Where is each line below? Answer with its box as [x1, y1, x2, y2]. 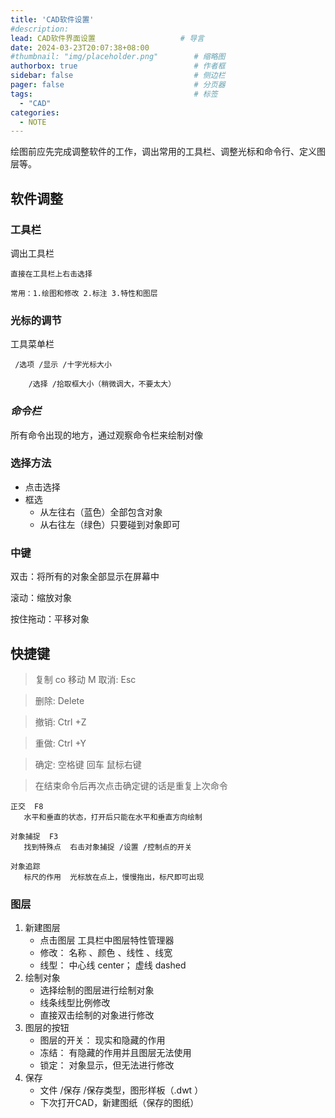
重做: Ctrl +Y [34, 737, 87, 749]
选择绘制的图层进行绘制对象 [39, 984, 155, 996]
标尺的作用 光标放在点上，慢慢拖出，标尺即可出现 [23, 872, 205, 882]
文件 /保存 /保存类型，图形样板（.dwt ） [39, 1084, 204, 1096]
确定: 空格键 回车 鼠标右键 [34, 758, 142, 770]
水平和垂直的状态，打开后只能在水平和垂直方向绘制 [23, 812, 203, 822]
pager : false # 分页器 [10, 80, 226, 90]
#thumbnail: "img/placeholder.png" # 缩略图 [10, 52, 226, 62]
